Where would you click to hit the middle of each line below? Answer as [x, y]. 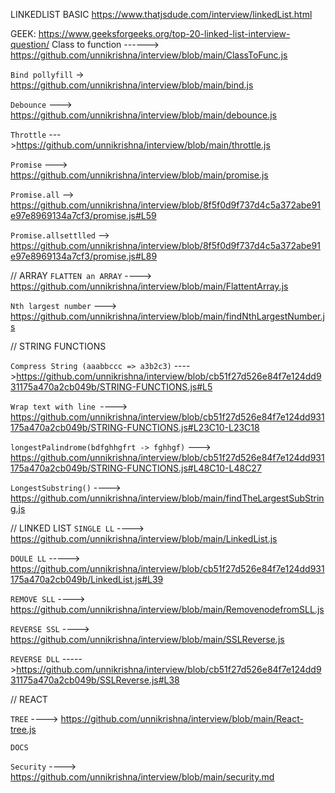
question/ [30, 44]
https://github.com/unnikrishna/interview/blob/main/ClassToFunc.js [149, 55]
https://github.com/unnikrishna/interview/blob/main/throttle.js [143, 145]
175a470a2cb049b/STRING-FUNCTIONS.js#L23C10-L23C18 [135, 427]
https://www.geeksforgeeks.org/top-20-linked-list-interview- [164, 33]
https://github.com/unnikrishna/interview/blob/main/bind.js [132, 85]
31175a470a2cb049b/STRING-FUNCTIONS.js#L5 [111, 387]
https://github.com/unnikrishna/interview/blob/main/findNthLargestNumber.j [167, 316]
